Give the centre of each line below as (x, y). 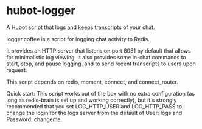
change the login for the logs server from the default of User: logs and (94, 113)
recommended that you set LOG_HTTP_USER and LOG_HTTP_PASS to (94, 106)
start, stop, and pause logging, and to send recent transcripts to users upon (101, 64)
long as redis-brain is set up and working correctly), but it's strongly (92, 100)
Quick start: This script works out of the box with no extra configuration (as (101, 93)
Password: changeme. (34, 119)
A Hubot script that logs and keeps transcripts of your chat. (81, 27)
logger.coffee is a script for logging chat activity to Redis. (78, 39)
